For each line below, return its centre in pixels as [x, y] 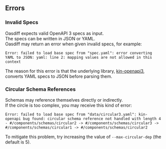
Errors [15, 8]
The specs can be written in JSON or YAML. [50, 38]
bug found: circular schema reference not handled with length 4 [92, 119]
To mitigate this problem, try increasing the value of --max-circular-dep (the [83, 137]
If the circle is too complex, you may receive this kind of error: [69, 105]
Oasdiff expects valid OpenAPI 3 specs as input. [54, 33]
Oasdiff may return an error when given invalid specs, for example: [74, 44]
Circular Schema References [41, 89]
